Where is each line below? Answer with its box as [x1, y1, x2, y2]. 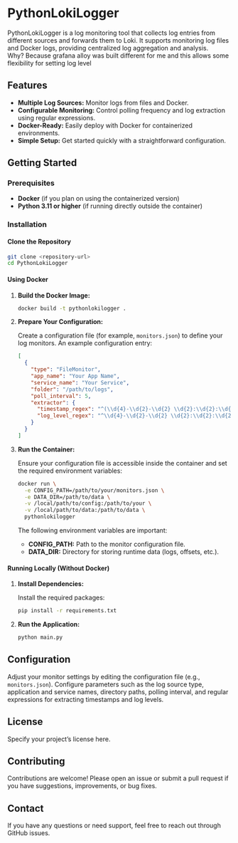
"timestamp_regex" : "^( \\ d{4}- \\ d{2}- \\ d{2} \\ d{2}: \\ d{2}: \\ [36, 406, 225, 413]
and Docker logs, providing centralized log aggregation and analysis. [7, 43, 209, 52]
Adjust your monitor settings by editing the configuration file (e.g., [7, 672, 200, 681]
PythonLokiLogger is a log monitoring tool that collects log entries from [7, 28, 215, 37]
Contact [7, 802, 44, 815]
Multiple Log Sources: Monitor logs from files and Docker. [17, 98, 190, 107]
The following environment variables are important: [17, 526, 168, 535]
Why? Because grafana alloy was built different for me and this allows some [7, 51, 229, 60]
